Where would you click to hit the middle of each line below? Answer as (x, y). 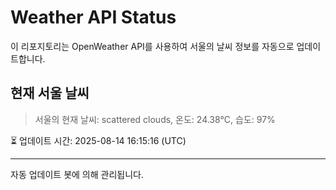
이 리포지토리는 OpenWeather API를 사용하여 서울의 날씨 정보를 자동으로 (152, 46)
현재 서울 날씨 (50, 93)
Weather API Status (93, 17)
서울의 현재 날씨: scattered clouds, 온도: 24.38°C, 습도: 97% (155, 119)
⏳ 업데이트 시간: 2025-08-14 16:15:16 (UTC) (98, 140)
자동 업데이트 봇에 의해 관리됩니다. (77, 174)
